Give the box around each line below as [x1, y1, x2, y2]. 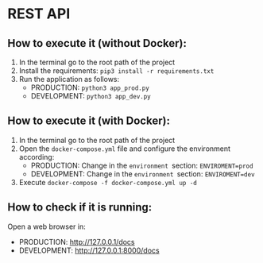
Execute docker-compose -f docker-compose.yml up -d [18, 177, 198, 187]
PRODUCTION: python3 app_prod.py [30, 83, 150, 92]
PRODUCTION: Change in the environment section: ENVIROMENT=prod [30, 161, 253, 170]
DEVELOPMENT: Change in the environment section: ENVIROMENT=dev [30, 168, 255, 179]
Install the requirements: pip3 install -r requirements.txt [18, 66, 215, 75]
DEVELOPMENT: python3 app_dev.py [30, 91, 152, 100]
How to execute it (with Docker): [7, 114, 170, 128]
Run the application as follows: [18, 75, 120, 83]
